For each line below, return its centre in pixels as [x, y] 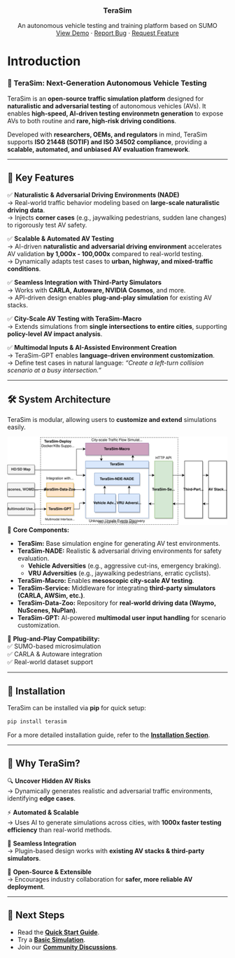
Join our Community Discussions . [67, 947]
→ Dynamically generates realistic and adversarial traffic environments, [110, 791]
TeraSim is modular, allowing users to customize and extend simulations [112, 420]
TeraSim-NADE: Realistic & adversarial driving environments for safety [119, 551]
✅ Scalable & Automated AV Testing [60, 238]
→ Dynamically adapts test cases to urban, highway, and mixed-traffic [110, 261]
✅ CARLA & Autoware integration [55, 654]
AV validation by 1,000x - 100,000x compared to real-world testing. [105, 253]
